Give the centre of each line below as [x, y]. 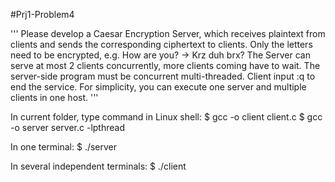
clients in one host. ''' [54, 97]
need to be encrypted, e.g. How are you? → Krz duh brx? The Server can [160, 55]
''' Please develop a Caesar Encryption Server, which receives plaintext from [168, 33]
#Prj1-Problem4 [42, 14]
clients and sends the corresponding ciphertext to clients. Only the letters [161, 44]
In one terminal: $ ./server [64, 147]
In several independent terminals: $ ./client [98, 166]
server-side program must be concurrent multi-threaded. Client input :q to [163, 76]
